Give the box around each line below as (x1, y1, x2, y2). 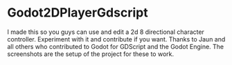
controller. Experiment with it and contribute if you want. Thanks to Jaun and (7, 35, 226, 43)
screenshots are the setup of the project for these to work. (7, 50, 175, 58)
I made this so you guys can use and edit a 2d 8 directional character (7, 28, 204, 36)
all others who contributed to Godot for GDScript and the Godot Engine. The (7, 42, 224, 50)
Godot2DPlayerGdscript (7, 5, 148, 21)
